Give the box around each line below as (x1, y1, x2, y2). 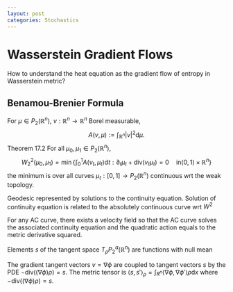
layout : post (7, 10, 45, 17)
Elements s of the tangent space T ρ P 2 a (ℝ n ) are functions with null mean (7, 244, 213, 255)
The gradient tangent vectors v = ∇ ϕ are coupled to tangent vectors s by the (7, 260, 227, 268)
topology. (7, 180, 35, 188)
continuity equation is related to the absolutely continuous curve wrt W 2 (7, 201, 213, 211)
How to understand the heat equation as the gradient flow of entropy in (7, 70, 210, 78)
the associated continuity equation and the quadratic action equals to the (7, 223, 216, 232)
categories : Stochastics (7, 17, 79, 24)
